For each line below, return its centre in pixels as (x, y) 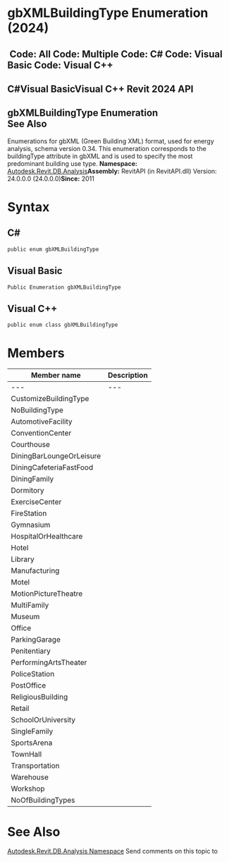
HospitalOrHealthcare (47, 537)
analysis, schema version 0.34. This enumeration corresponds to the (107, 148)
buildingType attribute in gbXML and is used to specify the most (100, 156)
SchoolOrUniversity (43, 720)
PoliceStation (33, 674)
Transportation (35, 766)
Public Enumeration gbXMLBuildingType (64, 287)
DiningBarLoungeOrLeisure (56, 456)
